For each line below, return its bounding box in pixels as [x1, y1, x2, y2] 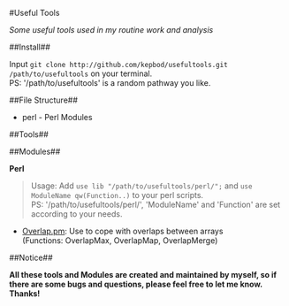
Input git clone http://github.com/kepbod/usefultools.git [9, 59, 228, 69]
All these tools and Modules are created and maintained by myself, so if [9, 270, 277, 279]
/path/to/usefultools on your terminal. [9, 68, 153, 79]
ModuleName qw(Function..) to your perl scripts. [30, 190, 204, 200]
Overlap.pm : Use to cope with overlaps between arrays [21, 226, 224, 236]
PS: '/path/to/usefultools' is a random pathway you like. [9, 78, 211, 88]
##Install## [9, 42, 51, 52]
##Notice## [9, 252, 53, 263]
